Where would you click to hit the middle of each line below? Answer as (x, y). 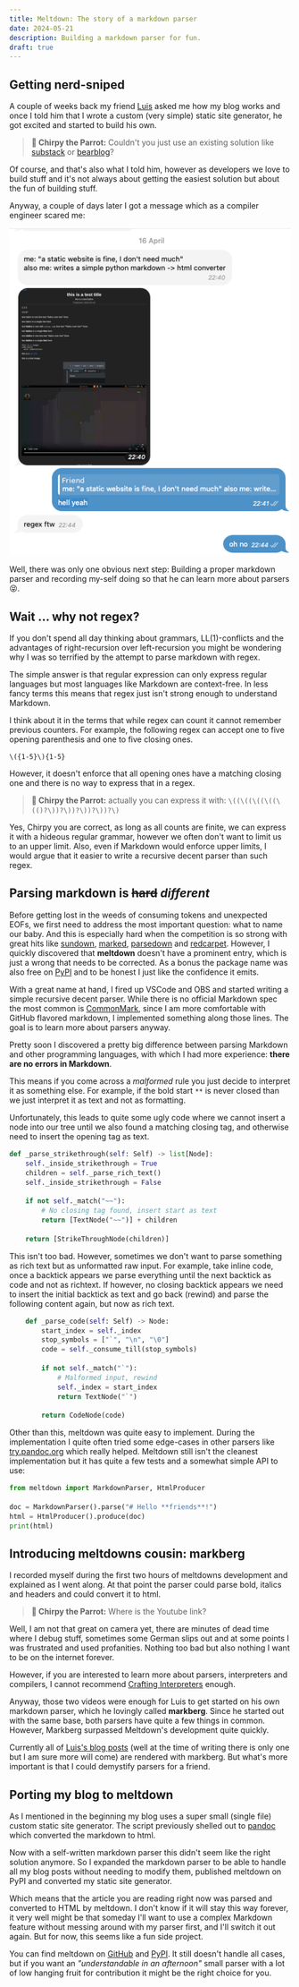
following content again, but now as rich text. (92, 1303)
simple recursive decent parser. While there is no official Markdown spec (144, 999)
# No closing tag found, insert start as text (129, 1211)
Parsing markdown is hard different (109, 894)
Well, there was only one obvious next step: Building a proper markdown (142, 569)
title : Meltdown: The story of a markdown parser (104, 19)
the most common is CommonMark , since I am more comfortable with (137, 1008)
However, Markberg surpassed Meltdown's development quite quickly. (139, 1730)
